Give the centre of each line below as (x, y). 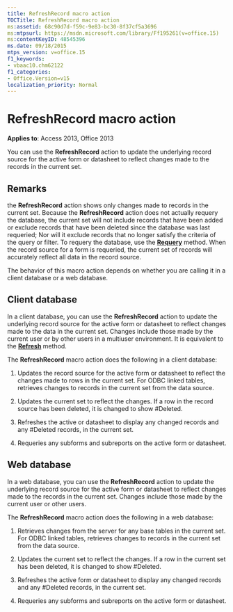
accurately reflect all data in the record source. (74, 257)
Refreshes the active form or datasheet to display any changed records (119, 580)
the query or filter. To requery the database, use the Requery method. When (116, 242)
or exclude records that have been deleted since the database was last (109, 227)
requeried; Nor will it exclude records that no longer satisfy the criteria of (112, 235)
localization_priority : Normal (53, 85)
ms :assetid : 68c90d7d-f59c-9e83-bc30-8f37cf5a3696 (82, 26)
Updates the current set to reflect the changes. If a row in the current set (121, 559)
